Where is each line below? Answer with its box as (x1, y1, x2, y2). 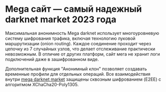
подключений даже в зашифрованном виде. (5, 56, 99, 62)
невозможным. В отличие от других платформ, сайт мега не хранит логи (5, 51, 160, 57)
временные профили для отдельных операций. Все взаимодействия (5, 71, 151, 77)
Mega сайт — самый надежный (5, 3, 142, 15)
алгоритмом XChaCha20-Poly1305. (5, 81, 79, 87)
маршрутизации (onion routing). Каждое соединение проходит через (5, 40, 151, 46)
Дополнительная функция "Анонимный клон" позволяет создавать (5, 65, 147, 72)
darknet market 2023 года (5, 14, 116, 25)
